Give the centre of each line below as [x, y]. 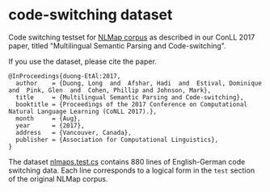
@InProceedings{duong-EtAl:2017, [65, 76]
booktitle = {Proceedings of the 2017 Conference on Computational [132, 104]
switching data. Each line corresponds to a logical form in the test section [132, 170]
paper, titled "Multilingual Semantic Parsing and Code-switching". [117, 45]
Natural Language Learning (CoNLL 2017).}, [83, 111]
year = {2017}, [50, 125]
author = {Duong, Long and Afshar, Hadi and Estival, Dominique [139, 83]
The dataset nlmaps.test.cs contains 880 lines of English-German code [127, 161]
